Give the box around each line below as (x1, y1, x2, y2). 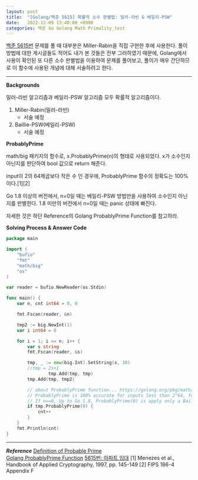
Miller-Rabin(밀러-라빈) (14, 106, 70, 113)
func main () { (6, 295, 41, 301)
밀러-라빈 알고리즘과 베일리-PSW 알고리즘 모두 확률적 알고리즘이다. (6, 94, 161, 101)
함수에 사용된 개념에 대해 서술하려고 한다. (18, 64, 113, 72)
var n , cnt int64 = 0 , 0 (16, 301, 78, 307)
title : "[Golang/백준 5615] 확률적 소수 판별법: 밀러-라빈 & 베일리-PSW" (6, 14, 173, 20)
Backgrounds (6, 82, 40, 89)
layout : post (6, 8, 38, 15)
